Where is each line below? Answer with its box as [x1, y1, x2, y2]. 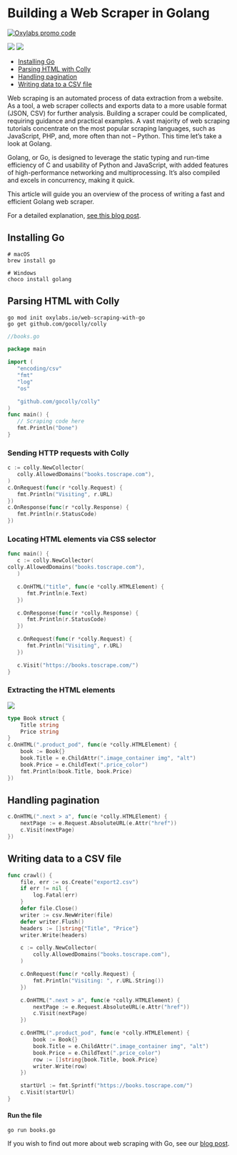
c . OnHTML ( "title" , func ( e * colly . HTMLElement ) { [16, 583, 164, 590]
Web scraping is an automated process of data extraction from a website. [7, 94, 223, 102]
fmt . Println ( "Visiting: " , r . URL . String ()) [33, 977, 164, 984]
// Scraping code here [16, 418, 84, 425]
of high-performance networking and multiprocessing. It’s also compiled [7, 168, 221, 176]
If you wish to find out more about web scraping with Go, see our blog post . [7, 1139, 230, 1148]
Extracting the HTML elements [7, 685, 116, 695]
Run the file [7, 1111, 43, 1119]
